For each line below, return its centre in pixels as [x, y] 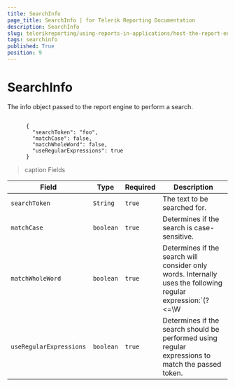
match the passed [192, 365]
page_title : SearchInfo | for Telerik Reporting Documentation [101, 20]
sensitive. [178, 237]
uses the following [192, 283]
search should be [191, 330]
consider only [185, 265]
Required [140, 188]
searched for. [185, 208]
